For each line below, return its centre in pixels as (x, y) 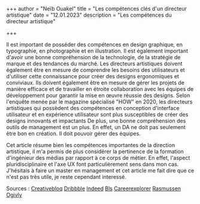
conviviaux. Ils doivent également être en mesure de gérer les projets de (95, 83)
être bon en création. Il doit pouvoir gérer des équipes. (73, 133)
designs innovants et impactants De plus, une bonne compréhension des (96, 121)
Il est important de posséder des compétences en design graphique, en (94, 45)
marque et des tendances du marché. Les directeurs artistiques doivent (94, 63)
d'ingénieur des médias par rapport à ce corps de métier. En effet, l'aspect (98, 158)
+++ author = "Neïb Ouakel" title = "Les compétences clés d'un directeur (97, 9)
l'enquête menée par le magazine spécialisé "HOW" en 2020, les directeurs (99, 102)
